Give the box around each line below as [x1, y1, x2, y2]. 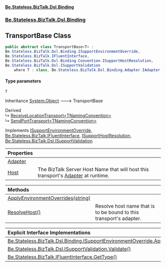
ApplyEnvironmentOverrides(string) [7, 194, 90, 201]
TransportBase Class [5, 31, 72, 39]
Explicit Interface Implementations [7, 229, 91, 236]
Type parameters [5, 78, 41, 84]
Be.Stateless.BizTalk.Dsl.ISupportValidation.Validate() [7, 245, 131, 252]
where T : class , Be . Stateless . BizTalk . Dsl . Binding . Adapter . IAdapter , [14, 67, 163, 73]
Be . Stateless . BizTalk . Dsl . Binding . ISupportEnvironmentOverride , [5, 49, 140, 54]
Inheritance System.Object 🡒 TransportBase [5, 98, 103, 104]
